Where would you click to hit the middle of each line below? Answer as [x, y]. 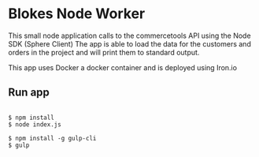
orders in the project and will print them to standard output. [104, 52]
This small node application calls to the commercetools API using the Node [129, 36]
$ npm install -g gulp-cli [52, 138]
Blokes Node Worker [77, 14]
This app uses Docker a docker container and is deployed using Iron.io [123, 67]
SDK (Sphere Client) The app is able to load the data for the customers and [130, 43]
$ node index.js [35, 124]
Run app [29, 93]
